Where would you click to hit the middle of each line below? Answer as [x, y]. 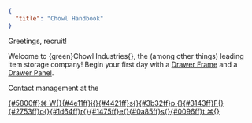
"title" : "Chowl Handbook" [59, 18]
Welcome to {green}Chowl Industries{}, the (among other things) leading [126, 56]
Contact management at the [54, 88]
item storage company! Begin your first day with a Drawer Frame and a [123, 64]
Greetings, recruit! [37, 41]
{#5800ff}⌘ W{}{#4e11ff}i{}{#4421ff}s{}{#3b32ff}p [92, 103]
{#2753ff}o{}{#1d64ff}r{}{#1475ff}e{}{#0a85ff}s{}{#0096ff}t [107, 111]
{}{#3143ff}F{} [200, 103]
